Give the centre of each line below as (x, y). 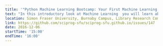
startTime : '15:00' (25, 32)
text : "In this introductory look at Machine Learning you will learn (79, 14)
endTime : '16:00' (23, 36)
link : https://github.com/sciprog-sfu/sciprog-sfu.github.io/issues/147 (80, 23)
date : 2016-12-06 (23, 27)
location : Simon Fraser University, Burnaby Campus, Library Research (78, 18)
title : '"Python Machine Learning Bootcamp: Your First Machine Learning (81, 9)
